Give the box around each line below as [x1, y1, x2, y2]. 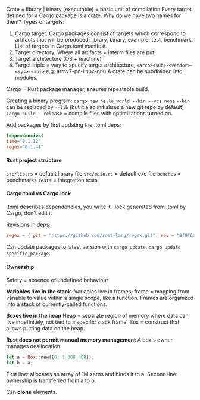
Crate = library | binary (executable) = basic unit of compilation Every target [6, 6, 192, 12]
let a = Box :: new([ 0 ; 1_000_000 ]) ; [6, 354, 95, 360]
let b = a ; [6, 360, 33, 365]
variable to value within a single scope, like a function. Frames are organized [6, 295, 194, 302]
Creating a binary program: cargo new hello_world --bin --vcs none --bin [6, 97, 190, 104]
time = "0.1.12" [6, 138, 42, 144]
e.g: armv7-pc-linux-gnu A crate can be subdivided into [45, 68, 183, 74]
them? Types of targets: [6, 18, 65, 25]
